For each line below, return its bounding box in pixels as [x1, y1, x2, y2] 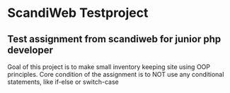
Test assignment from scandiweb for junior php [7, 33, 222, 45]
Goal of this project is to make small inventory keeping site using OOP [7, 63, 211, 71]
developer [7, 44, 53, 56]
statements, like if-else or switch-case [7, 77, 119, 86]
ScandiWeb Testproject [7, 5, 149, 21]
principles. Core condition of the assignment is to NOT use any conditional [7, 70, 224, 78]
